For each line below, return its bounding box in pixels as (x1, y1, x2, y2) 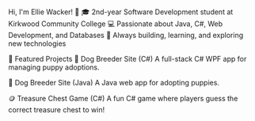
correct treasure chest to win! (8, 105, 105, 114)
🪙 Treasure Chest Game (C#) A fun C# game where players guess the (8, 94, 238, 103)
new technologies (8, 39, 67, 48)
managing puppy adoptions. (8, 62, 101, 72)
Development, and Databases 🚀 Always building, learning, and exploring (8, 31, 244, 40)
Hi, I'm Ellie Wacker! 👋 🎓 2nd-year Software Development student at (8, 7, 234, 17)
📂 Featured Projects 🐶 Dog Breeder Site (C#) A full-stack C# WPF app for (8, 55, 247, 63)
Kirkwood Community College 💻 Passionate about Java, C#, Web (8, 19, 223, 28)
